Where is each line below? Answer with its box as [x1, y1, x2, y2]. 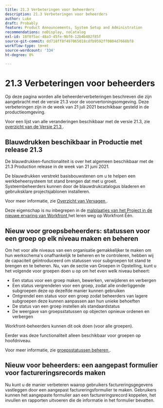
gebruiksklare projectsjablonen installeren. [5, 188, 91, 195]
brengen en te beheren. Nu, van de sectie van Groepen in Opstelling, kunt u [5, 262, 157, 268]
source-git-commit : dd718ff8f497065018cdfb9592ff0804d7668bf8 [5, 39, 134, 44]
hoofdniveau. [5, 337, 32, 343]
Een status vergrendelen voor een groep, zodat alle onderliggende [12, 282, 145, 288]
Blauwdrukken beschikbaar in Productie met [5, 138, 143, 146]
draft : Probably [5, 20, 38, 26]
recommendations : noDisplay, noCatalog [5, 30, 86, 35]
